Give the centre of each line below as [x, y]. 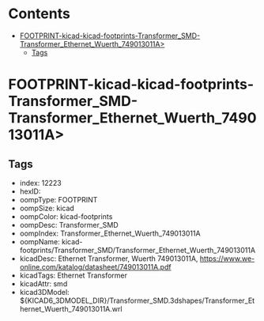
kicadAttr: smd [43, 283]
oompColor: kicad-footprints [66, 216]
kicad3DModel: [44, 292]
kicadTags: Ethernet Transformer [74, 275]
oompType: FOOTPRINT [58, 199]
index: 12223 [40, 183]
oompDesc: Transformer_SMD [69, 225]
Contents [40, 14]
